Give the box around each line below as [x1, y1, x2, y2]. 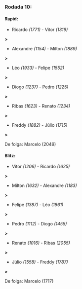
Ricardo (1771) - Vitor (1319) [11, 27, 68, 33]
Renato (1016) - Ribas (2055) [11, 240, 70, 246]
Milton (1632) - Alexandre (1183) [11, 182, 77, 188]
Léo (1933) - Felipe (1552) [11, 65, 65, 71]
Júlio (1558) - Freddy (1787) [11, 259, 68, 265]
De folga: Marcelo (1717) [4, 278, 54, 284]
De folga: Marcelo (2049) [4, 142, 56, 147]
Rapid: [4, 16, 18, 22]
